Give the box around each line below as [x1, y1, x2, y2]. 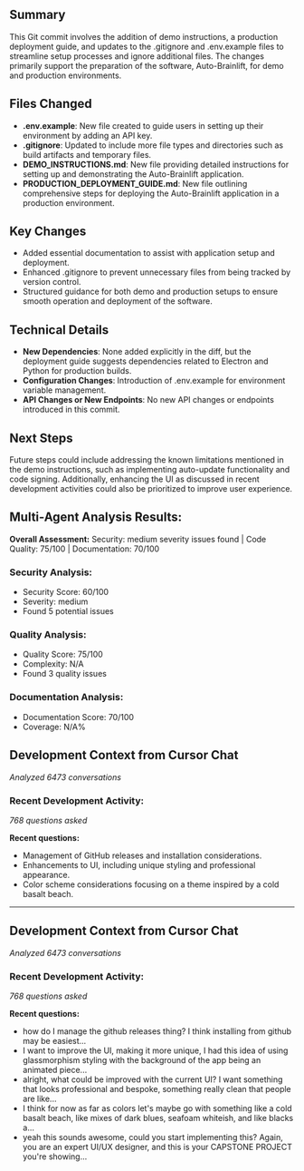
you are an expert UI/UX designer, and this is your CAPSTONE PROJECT [22, 1141, 292, 1152]
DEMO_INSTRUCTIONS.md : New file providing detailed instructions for [22, 159, 290, 170]
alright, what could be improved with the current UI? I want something [22, 1074, 283, 1085]
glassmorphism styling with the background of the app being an [22, 1054, 261, 1065]
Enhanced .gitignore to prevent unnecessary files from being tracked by [22, 267, 291, 278]
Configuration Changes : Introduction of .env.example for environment [22, 376, 286, 386]
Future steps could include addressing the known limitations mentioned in [9, 454, 285, 465]
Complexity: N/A [22, 659, 84, 669]
